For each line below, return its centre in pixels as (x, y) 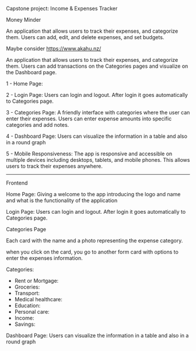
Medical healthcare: (38, 299)
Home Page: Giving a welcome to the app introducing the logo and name (93, 194)
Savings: (25, 324)
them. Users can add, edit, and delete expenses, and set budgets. (85, 37)
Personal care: (32, 312)
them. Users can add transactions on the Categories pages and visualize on (97, 66)
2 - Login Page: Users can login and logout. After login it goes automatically (97, 95)
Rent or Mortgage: (36, 281)
